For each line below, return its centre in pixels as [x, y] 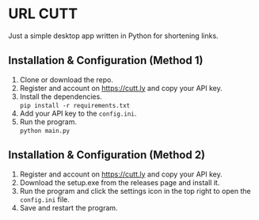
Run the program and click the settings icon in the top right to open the [135, 191]
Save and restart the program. [69, 207]
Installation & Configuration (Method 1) [106, 61]
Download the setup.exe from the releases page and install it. [120, 182]
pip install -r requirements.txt [75, 105]
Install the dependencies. [61, 97]
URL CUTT [43, 14]
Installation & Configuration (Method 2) [107, 155]
